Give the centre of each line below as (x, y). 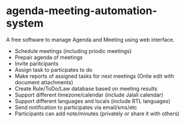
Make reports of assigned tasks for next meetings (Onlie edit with (94, 76)
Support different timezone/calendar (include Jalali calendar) (89, 95)
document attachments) (44, 82)
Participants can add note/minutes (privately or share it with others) (97, 114)
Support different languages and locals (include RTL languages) (92, 101)
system (25, 23)
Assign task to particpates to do (53, 69)
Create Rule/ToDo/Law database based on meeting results (86, 88)
